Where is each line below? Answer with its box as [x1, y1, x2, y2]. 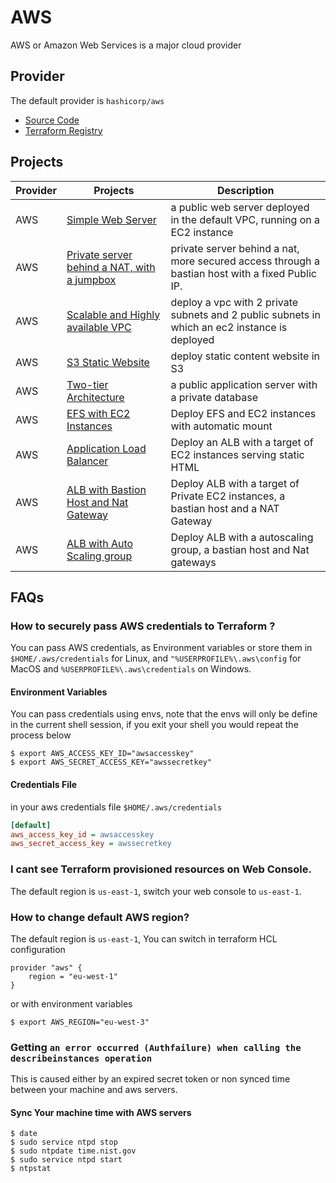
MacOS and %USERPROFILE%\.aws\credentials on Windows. [10, 663, 252, 675]
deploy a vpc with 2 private [170, 295, 299, 309]
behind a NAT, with [66, 260, 156, 274]
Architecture [66, 390, 125, 404]
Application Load [66, 441, 147, 455]
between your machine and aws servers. [10, 1084, 178, 1096]
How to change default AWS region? [10, 910, 190, 924]
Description [217, 183, 275, 197]
